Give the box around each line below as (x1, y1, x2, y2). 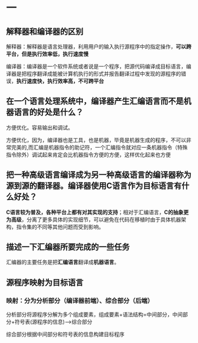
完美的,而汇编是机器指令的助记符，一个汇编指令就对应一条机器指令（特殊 (11, 144, 188, 151)
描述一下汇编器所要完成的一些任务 (6, 242, 130, 252)
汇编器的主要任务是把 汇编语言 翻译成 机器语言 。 (6, 259, 119, 266)
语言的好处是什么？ (14, 107, 83, 117)
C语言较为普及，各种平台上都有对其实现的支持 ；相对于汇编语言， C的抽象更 (6, 208, 189, 216)
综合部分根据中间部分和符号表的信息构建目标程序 (6, 331, 125, 338)
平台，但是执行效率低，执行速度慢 (6, 50, 89, 57)
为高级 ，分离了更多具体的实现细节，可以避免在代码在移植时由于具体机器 (6, 216, 181, 223)
